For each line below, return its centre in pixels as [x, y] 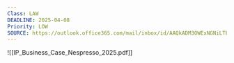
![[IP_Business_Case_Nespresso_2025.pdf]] [70, 53]
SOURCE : [18, 33]
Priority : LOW [28, 26]
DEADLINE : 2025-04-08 [39, 20]
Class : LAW [23, 13]
